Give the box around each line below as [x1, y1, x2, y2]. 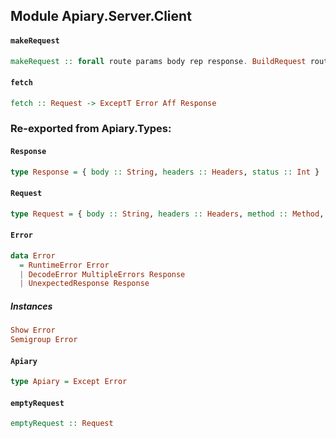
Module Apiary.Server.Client [10, 8, 192, 25]
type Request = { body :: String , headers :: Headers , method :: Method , [10, 209, 325, 219]
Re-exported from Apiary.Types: [10, 122, 172, 136]
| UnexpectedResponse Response [19, 279, 150, 289]
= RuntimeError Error [19, 260, 110, 270]
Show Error [10, 325, 56, 336]
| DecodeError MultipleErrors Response [19, 269, 186, 279]
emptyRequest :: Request [10, 419, 114, 429]
